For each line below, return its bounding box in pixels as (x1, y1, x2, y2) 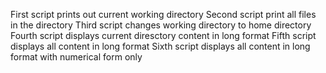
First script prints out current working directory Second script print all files (10, 9, 317, 20)
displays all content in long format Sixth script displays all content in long (10, 40, 311, 52)
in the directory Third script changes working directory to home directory (10, 19, 312, 31)
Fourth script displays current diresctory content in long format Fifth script (10, 30, 317, 41)
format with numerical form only (10, 51, 143, 63)
